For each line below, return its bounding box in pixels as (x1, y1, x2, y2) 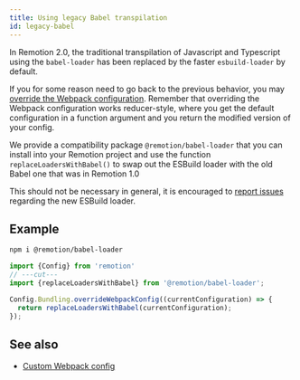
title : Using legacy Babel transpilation (9, 13, 168, 23)
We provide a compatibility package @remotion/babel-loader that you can (9, 139, 283, 150)
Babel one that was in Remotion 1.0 (9, 168, 140, 179)
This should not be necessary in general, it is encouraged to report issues (9, 185, 285, 196)
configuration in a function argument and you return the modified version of (9, 112, 291, 123)
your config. (9, 121, 55, 132)
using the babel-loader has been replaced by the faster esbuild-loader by (9, 56, 286, 67)
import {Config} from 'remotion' (9, 261, 136, 271)
